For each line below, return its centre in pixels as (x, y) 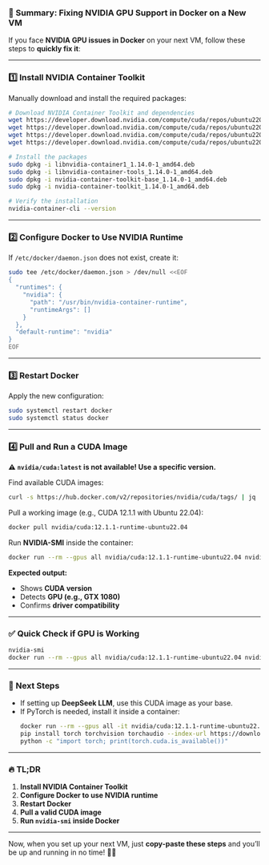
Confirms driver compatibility (70, 605)
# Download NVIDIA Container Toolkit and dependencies (102, 113)
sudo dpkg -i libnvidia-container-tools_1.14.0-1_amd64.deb (111, 172)
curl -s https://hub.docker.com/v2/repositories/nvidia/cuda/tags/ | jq (132, 497)
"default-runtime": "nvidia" (64, 332)
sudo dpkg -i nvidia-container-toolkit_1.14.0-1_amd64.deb (109, 187)
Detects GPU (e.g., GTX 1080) (70, 596)
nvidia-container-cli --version (62, 209)
